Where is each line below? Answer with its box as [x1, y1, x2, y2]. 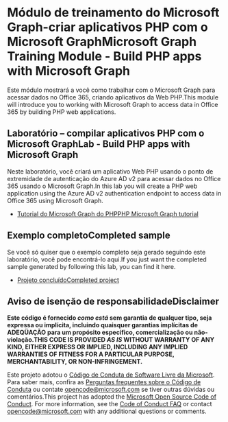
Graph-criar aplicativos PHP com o [7, 19, 208, 35]
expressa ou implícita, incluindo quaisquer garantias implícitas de [7, 321, 199, 329]
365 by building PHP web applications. [7, 108, 116, 116]
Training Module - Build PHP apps [7, 49, 202, 65]
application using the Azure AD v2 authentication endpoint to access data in [7, 189, 222, 197]
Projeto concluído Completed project [16, 276, 120, 284]
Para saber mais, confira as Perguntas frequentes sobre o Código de [7, 378, 201, 386]
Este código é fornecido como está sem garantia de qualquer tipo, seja [7, 314, 212, 322]
